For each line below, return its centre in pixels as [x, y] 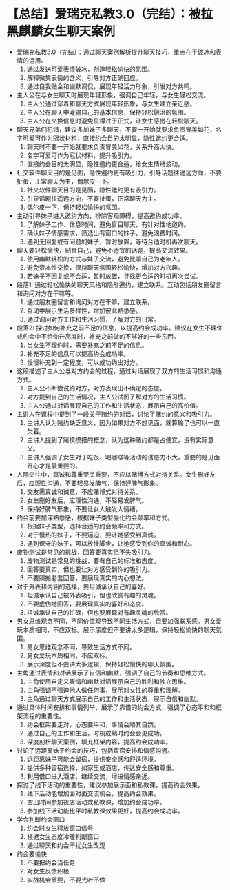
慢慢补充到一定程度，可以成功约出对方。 [84, 362]
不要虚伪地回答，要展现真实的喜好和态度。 [87, 604]
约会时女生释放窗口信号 [60, 828]
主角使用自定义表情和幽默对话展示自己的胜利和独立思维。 [108, 681]
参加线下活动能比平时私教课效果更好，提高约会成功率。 [105, 811]
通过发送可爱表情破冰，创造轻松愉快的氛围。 [90, 69]
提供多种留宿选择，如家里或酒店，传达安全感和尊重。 [102, 767]
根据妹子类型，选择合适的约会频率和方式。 [87, 526]
